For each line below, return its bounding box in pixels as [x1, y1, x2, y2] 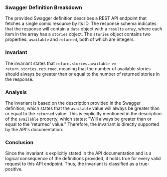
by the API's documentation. [5, 126, 64, 132]
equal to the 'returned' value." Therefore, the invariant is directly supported [5, 121, 160, 127]
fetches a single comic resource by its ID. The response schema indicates [5, 20, 157, 26]
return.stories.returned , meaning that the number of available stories [5, 65, 151, 71]
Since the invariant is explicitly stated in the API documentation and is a [5, 150, 152, 156]
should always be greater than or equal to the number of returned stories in [5, 71, 160, 77]
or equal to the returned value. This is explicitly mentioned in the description [5, 110, 162, 116]
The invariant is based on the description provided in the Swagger [5, 100, 141, 106]
